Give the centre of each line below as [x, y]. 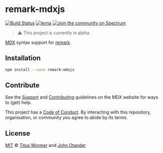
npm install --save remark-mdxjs [40, 69]
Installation [23, 58]
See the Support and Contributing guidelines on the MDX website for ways [82, 97]
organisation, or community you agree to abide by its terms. [67, 117]
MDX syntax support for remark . [38, 42]
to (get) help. [18, 102]
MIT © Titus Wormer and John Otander [46, 145]
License [18, 133]
